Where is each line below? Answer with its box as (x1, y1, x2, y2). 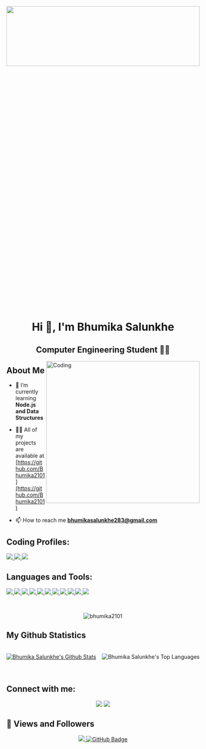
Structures (15, 414, 44, 422)
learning (15, 395, 37, 402)
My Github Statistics (6, 630, 86, 641)
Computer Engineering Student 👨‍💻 (36, 344, 170, 355)
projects (15, 439, 37, 446)
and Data (15, 408, 39, 415)
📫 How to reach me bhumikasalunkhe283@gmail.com (15, 516, 158, 524)
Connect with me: (6, 684, 76, 694)
